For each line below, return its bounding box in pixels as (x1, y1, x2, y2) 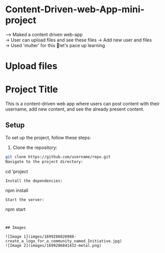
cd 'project (5, 168, 28, 175)
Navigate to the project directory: (5, 159, 83, 164)
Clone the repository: (12, 144, 58, 151)
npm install (5, 187, 29, 193)
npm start (5, 206, 26, 212)
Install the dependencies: (5, 178, 63, 183)
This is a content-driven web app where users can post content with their (5, 101, 160, 107)
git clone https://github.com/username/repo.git (5, 154, 111, 159)
